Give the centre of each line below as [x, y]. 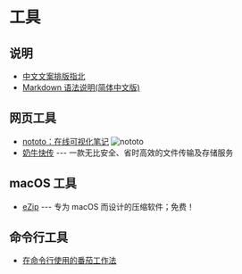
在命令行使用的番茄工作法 [69, 261]
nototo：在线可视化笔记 [66, 141]
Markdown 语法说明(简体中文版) [81, 87]
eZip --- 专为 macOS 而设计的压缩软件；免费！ [108, 206]
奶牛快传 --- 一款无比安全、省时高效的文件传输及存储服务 [128, 153]
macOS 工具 [43, 183]
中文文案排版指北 [54, 76]
